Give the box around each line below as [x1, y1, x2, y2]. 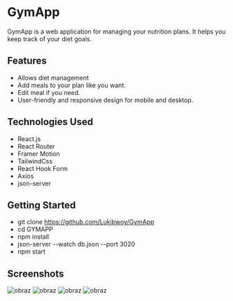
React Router [17, 142, 55, 150]
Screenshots [7, 267, 64, 279]
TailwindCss [17, 156, 53, 165]
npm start [17, 247, 45, 256]
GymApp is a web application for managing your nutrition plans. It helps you [7, 27, 226, 36]
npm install [17, 233, 50, 241]
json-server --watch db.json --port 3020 [17, 240, 135, 249]
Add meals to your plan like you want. [17, 81, 126, 89]
